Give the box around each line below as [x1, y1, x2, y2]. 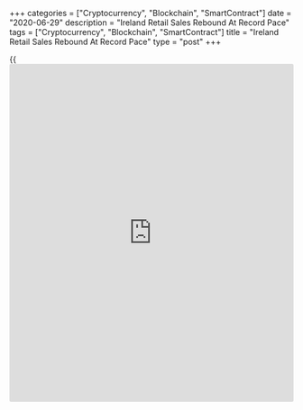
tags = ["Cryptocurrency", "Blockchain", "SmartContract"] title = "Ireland [9, 27, 280, 37]
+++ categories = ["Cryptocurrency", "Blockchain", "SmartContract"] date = [9, 8, 292, 18]
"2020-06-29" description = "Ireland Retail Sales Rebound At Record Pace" [9, 17, 290, 28]
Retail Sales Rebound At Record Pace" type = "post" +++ [9, 36, 222, 47]
